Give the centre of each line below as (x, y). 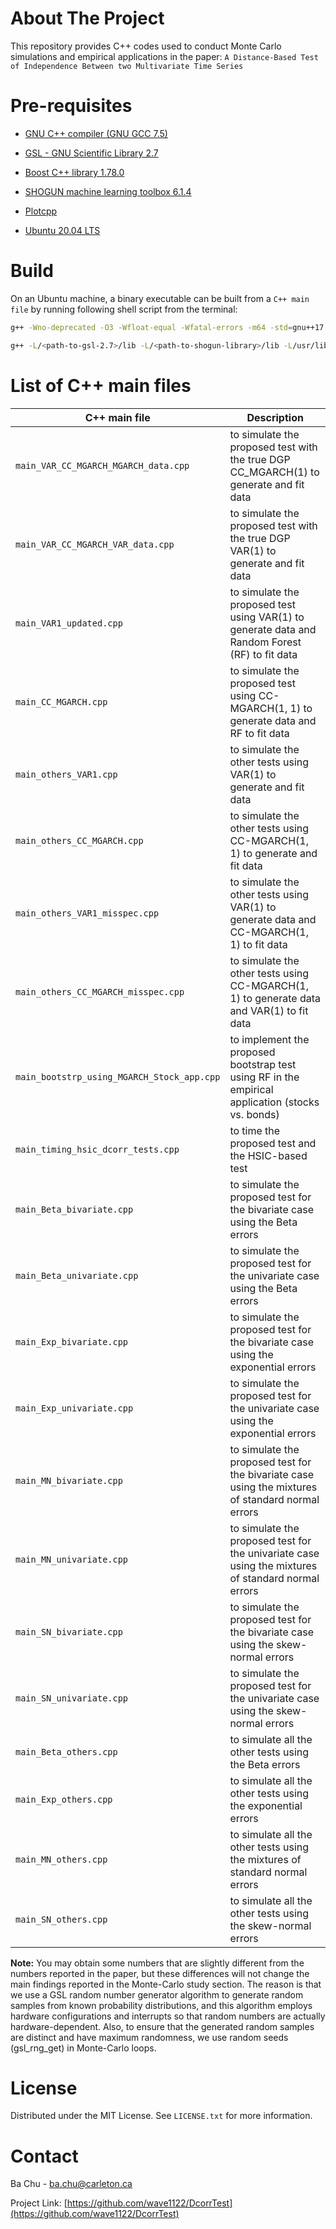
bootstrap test (263, 1064)
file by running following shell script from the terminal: (124, 309)
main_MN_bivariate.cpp (69, 1480)
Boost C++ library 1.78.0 (74, 172)
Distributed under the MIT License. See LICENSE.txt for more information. (161, 2116)
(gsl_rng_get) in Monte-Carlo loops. (83, 2048)
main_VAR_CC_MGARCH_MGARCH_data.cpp (102, 465)
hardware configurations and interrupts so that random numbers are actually (168, 2016)
